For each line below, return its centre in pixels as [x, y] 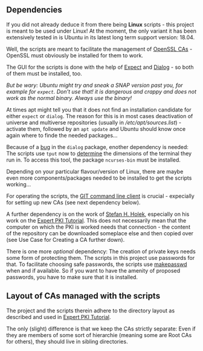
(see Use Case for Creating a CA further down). [66, 239]
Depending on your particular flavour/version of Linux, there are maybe [95, 171]
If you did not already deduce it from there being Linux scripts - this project [100, 24]
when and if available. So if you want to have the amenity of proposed [93, 270]
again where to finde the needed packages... [62, 135]
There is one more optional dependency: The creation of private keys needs [101, 251]
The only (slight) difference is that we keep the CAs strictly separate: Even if [101, 329]
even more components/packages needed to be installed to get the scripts [99, 178]
